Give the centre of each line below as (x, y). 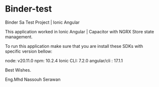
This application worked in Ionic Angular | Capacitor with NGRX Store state (79, 31)
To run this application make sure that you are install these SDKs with (74, 46)
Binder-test (28, 9)
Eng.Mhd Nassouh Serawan (33, 79)
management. (19, 37)
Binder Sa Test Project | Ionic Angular (42, 22)
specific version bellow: (29, 51)
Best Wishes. (18, 70)
